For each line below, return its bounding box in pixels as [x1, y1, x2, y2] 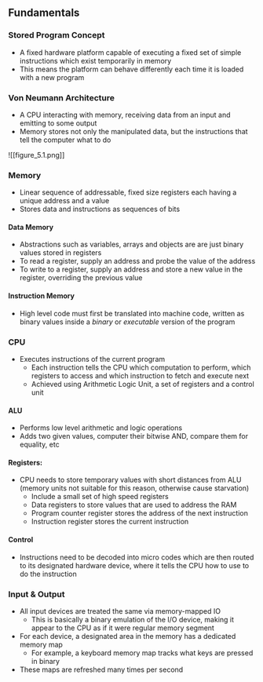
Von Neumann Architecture [8, 92, 115, 103]
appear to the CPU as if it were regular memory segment [31, 623, 214, 633]
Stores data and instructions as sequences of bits [19, 204, 181, 214]
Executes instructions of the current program [19, 354, 166, 363]
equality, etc [19, 439, 60, 450]
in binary [31, 656, 60, 666]
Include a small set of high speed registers [31, 492, 169, 501]
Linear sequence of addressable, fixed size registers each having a [19, 188, 237, 197]
